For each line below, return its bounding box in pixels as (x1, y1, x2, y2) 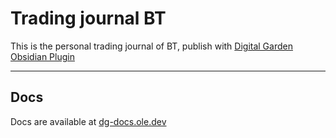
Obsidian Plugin (10, 50, 75, 62)
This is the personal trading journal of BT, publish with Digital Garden (10, 40, 293, 52)
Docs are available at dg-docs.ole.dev (10, 115, 167, 127)
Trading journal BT (10, 7, 167, 30)
